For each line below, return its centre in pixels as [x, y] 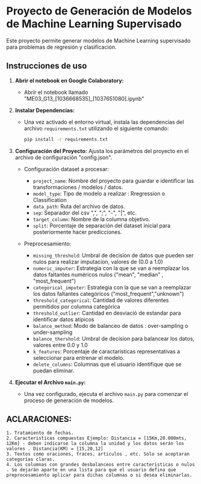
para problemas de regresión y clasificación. [61, 47]
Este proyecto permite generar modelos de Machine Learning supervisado [98, 40]
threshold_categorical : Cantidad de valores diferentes [101, 300]
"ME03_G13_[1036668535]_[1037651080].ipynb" [84, 98]
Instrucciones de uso [47, 66]
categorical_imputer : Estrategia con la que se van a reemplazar [112, 287]
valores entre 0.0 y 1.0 [60, 345]
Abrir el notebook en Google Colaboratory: [70, 80]
